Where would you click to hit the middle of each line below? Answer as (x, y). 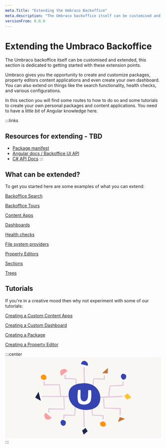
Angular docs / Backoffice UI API (46, 154)
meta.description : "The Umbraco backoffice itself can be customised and (83, 16)
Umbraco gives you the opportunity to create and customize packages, (78, 75)
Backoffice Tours (23, 205)
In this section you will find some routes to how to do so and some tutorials (82, 100)
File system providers (27, 244)
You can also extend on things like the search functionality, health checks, (81, 86)
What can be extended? (43, 174)
